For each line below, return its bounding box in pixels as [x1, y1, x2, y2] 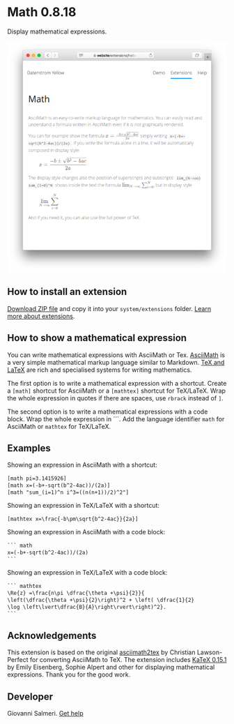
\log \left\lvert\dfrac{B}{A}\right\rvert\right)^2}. [7, 604, 167, 611]
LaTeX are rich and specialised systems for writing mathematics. [7, 365, 192, 374]
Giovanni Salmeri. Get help [7, 709, 84, 717]
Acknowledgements [7, 629, 97, 642]
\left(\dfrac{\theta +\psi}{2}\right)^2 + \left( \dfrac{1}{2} [7, 597, 195, 604]
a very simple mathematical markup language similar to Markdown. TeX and [7, 358, 225, 366]
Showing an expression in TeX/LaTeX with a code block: [7, 568, 168, 577]
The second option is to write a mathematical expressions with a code [7, 407, 208, 416]
